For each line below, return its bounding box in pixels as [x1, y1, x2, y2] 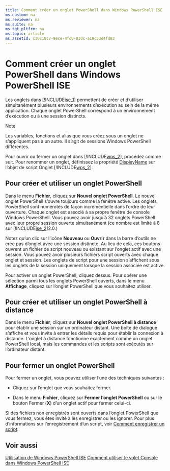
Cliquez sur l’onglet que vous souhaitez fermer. [12, 385, 112, 391]
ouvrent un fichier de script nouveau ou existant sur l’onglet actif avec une [5, 246, 161, 252]
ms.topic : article [5, 31, 44, 36]
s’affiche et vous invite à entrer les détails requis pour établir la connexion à [5, 330, 164, 336]
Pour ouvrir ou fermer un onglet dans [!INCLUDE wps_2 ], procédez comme [5, 153, 161, 159]
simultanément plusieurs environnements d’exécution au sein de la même [5, 102, 159, 108]
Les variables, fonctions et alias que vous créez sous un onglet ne [5, 132, 144, 138]
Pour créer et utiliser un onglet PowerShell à [5, 298, 148, 307]
